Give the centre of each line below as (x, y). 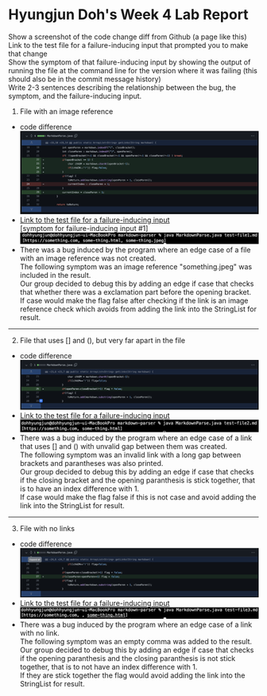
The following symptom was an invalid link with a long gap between (130, 455)
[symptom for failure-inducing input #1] (84, 229)
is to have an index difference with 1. (79, 489)
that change (28, 53)
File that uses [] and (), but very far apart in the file (102, 341)
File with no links (47, 529)
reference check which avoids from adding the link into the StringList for (138, 309)
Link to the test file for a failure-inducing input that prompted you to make (128, 45)
